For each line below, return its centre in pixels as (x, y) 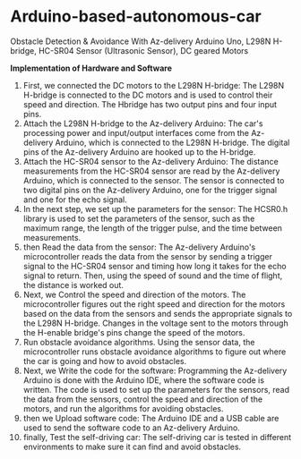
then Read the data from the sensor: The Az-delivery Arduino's (139, 247)
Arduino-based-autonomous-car (136, 17)
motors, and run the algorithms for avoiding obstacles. (123, 408)
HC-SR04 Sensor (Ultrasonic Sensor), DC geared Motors (143, 50)
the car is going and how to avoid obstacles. (105, 361)
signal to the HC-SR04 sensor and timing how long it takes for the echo (155, 266)
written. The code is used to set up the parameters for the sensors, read (156, 389)
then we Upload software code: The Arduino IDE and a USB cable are (151, 418)
